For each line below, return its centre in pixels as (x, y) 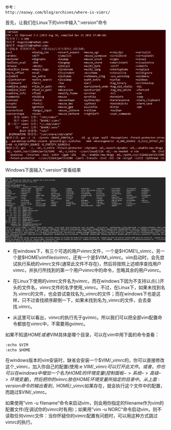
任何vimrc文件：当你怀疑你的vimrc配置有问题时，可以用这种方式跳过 (86, 416)
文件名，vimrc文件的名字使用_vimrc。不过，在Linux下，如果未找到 (91, 287)
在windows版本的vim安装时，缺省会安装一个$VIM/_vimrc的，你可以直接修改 (85, 360)
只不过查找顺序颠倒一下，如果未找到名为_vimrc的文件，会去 (84, 300)
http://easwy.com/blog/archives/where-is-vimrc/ (58, 12)
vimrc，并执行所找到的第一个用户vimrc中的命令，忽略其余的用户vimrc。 (88, 270)
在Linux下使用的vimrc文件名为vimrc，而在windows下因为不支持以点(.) (86, 281)
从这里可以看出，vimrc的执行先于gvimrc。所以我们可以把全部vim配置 (85, 317)
